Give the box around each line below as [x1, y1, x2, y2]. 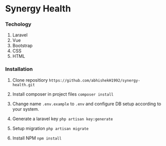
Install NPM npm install [12, 135, 62, 141]
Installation [5, 66, 33, 73]
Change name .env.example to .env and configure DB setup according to [12, 101, 162, 107]
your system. [12, 106, 39, 112]
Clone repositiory [12, 77, 48, 83]
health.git [12, 82, 35, 87]
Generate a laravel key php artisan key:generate [12, 116, 113, 122]
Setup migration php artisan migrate [12, 125, 89, 131]
